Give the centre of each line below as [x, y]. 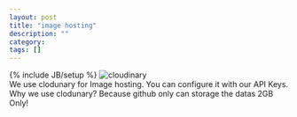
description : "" [39, 33]
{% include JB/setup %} [53, 75]
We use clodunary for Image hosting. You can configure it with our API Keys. [149, 84]
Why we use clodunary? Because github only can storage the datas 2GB [141, 94]
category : [27, 42]
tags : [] [25, 50]
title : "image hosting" [53, 26]
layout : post [33, 17]
